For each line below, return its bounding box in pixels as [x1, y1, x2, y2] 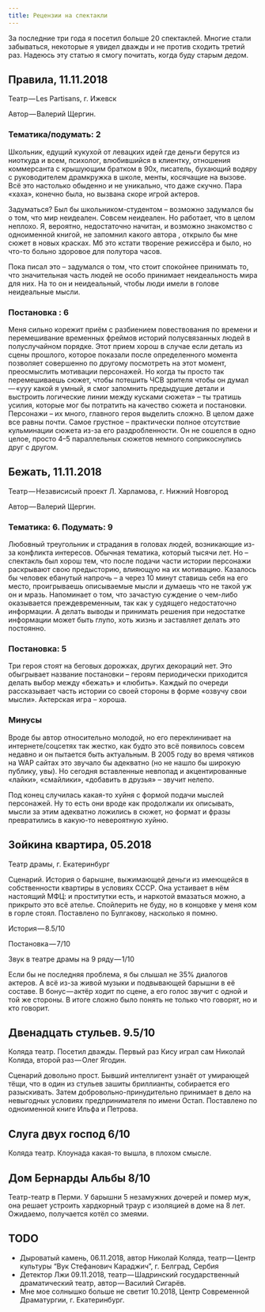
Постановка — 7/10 [8, 938, 71, 948]
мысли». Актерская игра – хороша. [8, 695, 127, 704]
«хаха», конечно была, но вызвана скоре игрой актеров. [8, 189, 200, 199]
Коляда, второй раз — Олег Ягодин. [8, 1056, 127, 1065]
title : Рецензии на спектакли [8, 11, 108, 20]
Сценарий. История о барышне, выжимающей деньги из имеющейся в [8, 874, 249, 884]
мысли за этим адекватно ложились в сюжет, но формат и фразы [8, 806, 231, 816]
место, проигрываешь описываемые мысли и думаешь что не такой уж [8, 582, 252, 591]
